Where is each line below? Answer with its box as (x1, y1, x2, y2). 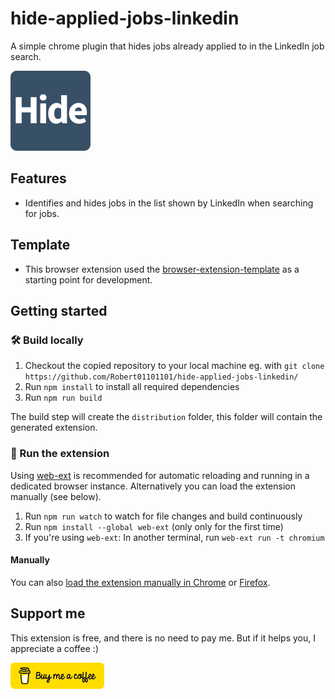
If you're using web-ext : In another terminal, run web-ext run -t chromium (24, 531, 325, 543)
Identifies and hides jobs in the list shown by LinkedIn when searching (24, 197, 314, 209)
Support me (10, 605, 86, 622)
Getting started (10, 302, 108, 319)
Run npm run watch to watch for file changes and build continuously (24, 510, 303, 522)
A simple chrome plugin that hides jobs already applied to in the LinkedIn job (10, 40, 325, 52)
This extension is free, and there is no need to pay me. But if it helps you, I (10, 632, 316, 644)
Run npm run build (24, 392, 103, 404)
